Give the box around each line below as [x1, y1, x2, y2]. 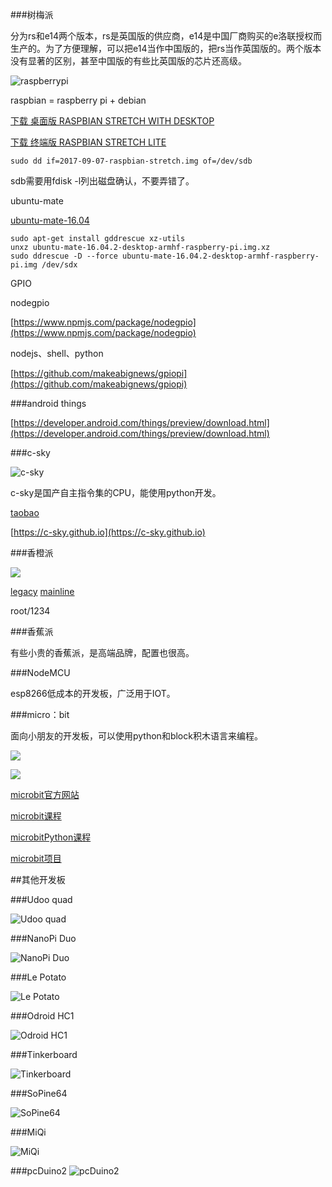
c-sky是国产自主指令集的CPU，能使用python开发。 [10, 487, 222, 498]
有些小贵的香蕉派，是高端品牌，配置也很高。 [10, 647, 195, 658]
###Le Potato [10, 971, 67, 983]
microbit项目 [10, 853, 62, 864]
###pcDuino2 [10, 1165, 68, 1177]
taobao [10, 507, 40, 518]
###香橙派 [10, 547, 54, 558]
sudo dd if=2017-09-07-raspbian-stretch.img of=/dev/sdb [10, 156, 253, 166]
